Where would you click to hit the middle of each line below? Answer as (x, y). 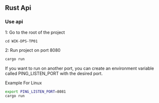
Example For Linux (24, 83)
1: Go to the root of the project (35, 32)
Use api (14, 22)
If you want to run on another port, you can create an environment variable (79, 68)
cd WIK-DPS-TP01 (21, 41)
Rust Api (18, 8)
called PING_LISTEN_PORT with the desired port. (54, 73)
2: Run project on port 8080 (33, 50)
